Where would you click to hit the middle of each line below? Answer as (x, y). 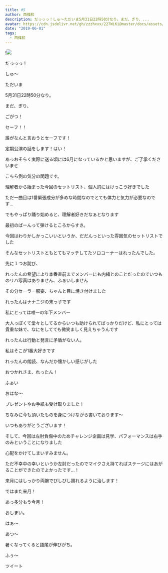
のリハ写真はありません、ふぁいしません (47, 280)
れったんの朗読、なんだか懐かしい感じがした (51, 361)
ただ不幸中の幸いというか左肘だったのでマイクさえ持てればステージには (79, 464)
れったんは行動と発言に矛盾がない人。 (44, 340)
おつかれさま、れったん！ (31, 372)
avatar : (13, 24)
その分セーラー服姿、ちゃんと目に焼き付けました (55, 291)
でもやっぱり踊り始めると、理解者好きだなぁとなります (62, 214)
